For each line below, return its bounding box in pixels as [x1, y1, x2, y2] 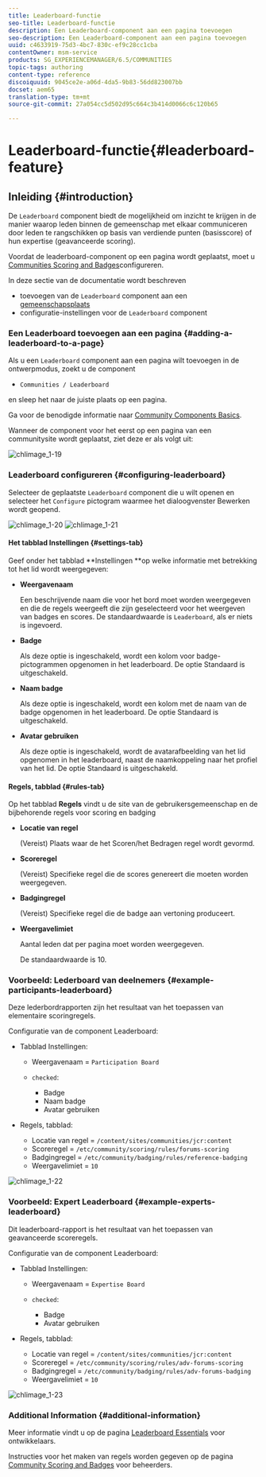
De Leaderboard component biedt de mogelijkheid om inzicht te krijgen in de [8, 211, 256, 221]
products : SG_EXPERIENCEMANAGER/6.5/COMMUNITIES [8, 56, 172, 64]
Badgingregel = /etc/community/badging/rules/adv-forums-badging [31, 1366, 252, 1375]
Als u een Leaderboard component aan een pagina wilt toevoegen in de [8, 355, 240, 366]
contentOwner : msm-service [8, 48, 98, 56]
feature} [8, 158, 64, 176]
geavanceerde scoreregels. [8, 1233, 98, 1242]
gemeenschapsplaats [19, 300, 91, 309]
